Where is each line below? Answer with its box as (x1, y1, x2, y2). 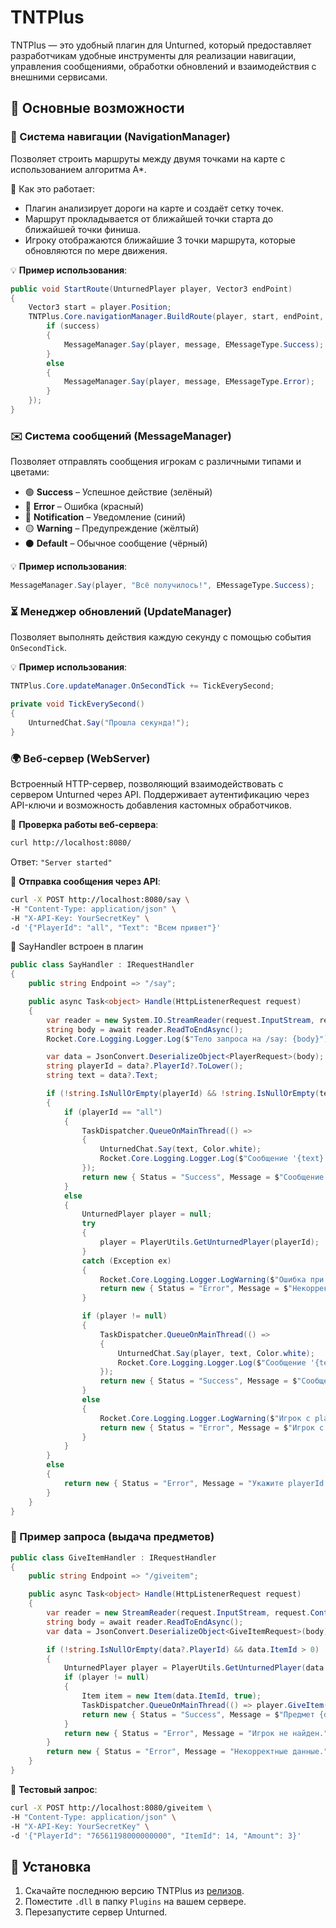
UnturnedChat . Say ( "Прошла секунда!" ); (28, 717, 190, 728)
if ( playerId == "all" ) (63, 1107, 163, 1117)
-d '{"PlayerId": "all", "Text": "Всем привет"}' (10, 922, 222, 933)
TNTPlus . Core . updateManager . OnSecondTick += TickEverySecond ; (10, 681, 275, 691)
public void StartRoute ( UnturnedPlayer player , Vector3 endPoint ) (10, 284, 293, 294)
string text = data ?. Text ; (46, 1071, 159, 1081)
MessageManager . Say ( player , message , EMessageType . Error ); (63, 377, 315, 387)
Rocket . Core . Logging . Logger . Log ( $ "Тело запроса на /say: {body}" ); (46, 1034, 333, 1044)
